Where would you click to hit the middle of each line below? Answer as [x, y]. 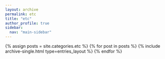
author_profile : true [27, 23]
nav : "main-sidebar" [31, 32]
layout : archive [22, 10]
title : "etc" [18, 19]
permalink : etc [21, 14]
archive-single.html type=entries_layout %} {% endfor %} [64, 51]
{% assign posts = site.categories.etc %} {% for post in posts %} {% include [83, 46]
